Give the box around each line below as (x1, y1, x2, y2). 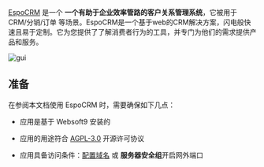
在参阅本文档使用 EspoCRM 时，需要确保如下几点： (8, 100, 176, 109)
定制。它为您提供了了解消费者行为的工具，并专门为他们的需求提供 (35, 28, 250, 36)
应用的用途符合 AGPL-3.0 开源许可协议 (19, 133, 145, 143)
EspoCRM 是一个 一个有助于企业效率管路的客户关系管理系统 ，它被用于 (8, 8, 238, 17)
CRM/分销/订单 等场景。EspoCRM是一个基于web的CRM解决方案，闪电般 (8, 17, 244, 27)
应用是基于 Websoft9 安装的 (19, 117, 111, 126)
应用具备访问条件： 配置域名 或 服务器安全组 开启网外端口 (19, 150, 203, 160)
